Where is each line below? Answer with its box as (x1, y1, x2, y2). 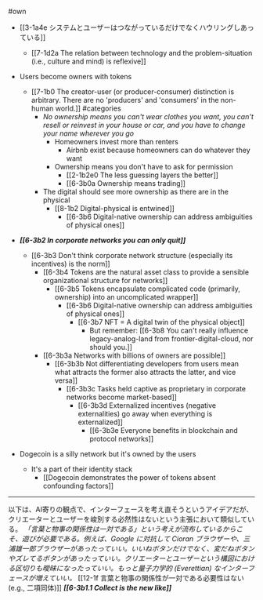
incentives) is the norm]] (31, 259, 111, 268)
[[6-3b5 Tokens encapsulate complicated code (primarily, (54, 284, 241, 293)
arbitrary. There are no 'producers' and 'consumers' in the (31, 96, 219, 104)
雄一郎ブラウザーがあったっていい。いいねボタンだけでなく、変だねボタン (14, 544, 255, 553)
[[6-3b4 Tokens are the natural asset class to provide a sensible (42, 267, 249, 277)
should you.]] (89, 343, 133, 351)
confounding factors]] (42, 482, 114, 490)
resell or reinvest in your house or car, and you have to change (42, 121, 246, 129)
